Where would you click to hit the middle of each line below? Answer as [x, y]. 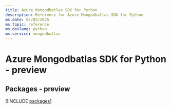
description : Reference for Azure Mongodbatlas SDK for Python [74, 15]
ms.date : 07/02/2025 [27, 19]
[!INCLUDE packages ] [28, 101]
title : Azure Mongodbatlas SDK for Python [51, 10]
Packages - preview [38, 89]
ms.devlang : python [26, 29]
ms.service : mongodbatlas [33, 34]
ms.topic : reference [27, 24]
